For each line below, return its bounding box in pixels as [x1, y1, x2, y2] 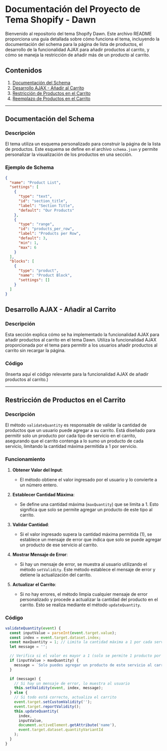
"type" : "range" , [18, 222, 55, 227]
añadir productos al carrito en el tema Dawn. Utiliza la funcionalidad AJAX [5, 337, 157, 343]
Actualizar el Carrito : [12, 582, 56, 588]
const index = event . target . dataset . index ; [9, 635, 101, 640]
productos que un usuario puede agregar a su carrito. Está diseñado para [5, 427, 156, 433]
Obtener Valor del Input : [12, 467, 63, 473]
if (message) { [9, 676, 41, 681]
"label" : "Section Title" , [18, 203, 75, 208]
